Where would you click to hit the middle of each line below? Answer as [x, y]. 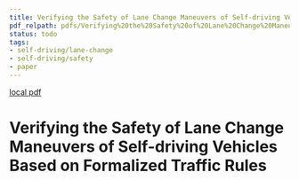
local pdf [25, 92]
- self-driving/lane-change [61, 51]
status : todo [33, 34]
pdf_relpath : [33, 26]
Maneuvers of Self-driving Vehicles [143, 147]
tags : [19, 42]
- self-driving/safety [51, 59]
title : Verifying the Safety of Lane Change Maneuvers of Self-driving [145, 17]
